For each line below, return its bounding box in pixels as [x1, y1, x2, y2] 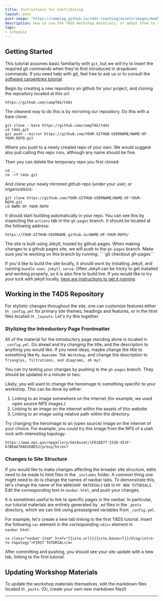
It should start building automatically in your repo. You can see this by [5, 212, 145, 218]
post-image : [5, 16, 29, 21]
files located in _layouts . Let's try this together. [5, 313, 99, 319]
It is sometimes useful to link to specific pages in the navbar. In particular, [5, 497, 152, 502]
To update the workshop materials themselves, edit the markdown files [5, 581, 147, 587]
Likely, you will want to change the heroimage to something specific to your [5, 381, 156, 386]
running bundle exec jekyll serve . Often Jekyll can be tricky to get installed [5, 266, 158, 271]
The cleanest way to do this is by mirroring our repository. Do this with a [5, 108, 149, 114]
